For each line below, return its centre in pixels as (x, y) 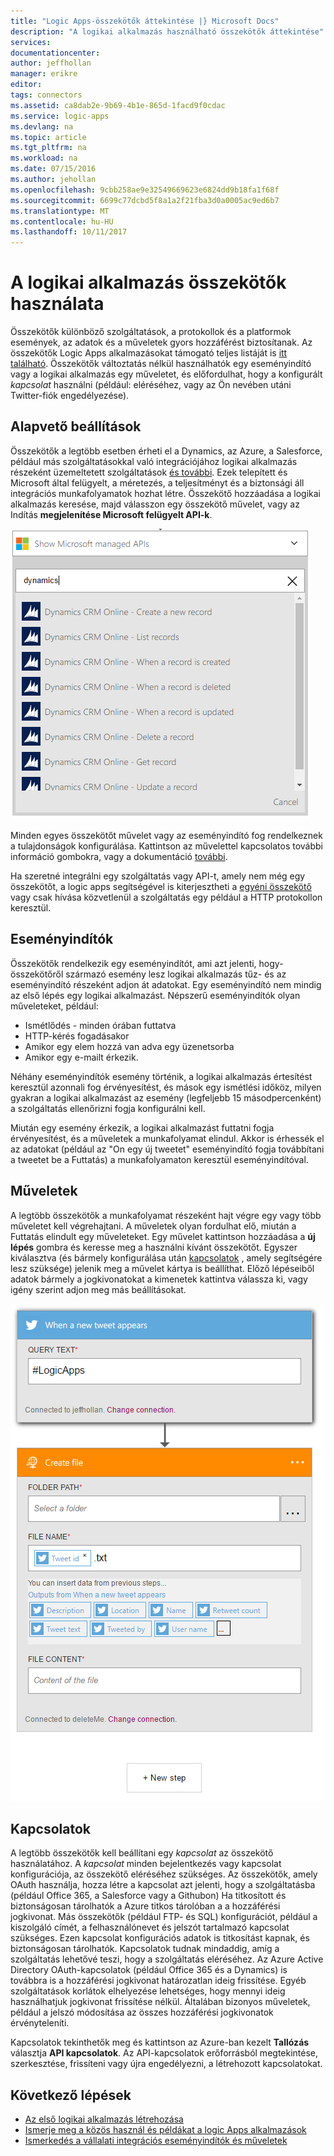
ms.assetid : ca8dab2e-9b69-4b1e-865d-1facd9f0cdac (118, 105)
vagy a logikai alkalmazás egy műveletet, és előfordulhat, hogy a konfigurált (166, 374)
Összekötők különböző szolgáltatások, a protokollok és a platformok (151, 332)
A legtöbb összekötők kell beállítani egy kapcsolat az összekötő (142, 1853)
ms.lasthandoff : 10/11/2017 (69, 232)
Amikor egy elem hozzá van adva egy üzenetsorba (129, 1046)
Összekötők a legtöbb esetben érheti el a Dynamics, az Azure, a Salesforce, (166, 451)
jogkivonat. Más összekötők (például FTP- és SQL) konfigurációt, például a (164, 1917)
